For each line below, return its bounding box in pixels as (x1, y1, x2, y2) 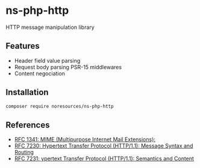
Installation (5, 87, 49, 98)
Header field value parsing (14, 57, 81, 64)
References (5, 120, 50, 130)
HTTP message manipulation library (5, 23, 95, 31)
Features (5, 41, 40, 51)
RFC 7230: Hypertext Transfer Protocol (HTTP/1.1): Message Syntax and (14, 142, 193, 149)
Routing (14, 149, 34, 156)
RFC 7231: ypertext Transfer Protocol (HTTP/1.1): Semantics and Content (14, 155, 194, 163)
